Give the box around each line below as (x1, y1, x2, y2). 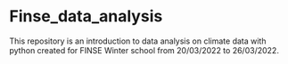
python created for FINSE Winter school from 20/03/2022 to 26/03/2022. (9, 44, 279, 55)
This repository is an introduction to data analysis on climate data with (9, 36, 267, 46)
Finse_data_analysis (9, 6, 163, 27)
